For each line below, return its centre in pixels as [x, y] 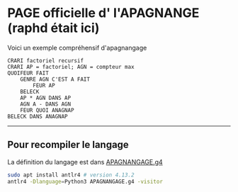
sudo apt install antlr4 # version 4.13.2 [71, 175]
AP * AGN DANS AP [46, 98]
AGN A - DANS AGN [46, 104]
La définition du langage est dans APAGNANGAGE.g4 [85, 162]
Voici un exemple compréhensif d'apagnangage [77, 47]
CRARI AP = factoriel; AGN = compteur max [71, 67]
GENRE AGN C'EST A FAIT [55, 79]
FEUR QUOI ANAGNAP [47, 110]
